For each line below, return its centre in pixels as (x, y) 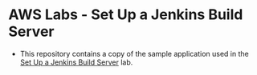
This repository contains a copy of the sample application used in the (134, 53)
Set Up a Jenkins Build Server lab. (76, 62)
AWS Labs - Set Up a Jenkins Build (126, 15)
